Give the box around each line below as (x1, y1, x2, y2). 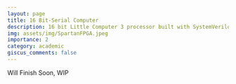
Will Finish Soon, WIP (7, 68, 69, 77)
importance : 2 (7, 36, 49, 43)
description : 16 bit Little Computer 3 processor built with (7, 23, 190, 30)
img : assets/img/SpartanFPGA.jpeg (7, 29, 109, 37)
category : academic (7, 43, 65, 50)
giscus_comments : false (7, 50, 77, 57)
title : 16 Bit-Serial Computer (7, 17, 99, 24)
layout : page (7, 10, 46, 17)
